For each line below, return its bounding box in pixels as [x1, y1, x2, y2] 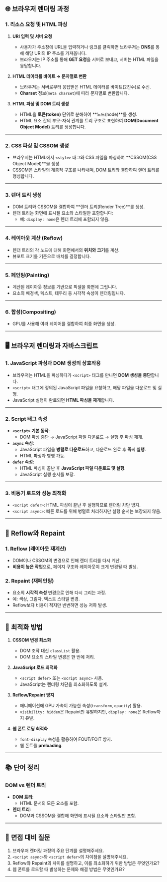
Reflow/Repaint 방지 [12, 692, 55, 698]
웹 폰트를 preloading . [19, 743, 63, 749]
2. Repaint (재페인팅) [5, 578, 54, 585]
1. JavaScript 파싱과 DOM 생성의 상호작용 [5, 360, 101, 367]
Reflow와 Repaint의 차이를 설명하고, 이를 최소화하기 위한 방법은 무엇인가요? [12, 860, 160, 866]
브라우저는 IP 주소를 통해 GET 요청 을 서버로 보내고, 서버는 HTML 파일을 [19, 56, 159, 62]
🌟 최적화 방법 [5, 623, 43, 631]
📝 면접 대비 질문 [5, 833, 51, 842]
